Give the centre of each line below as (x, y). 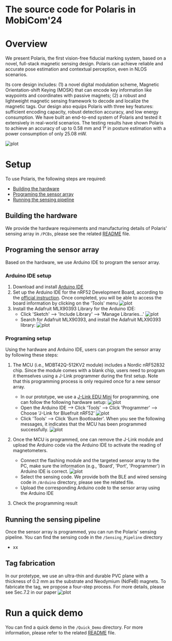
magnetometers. (30, 451)
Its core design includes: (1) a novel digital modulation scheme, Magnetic (82, 85)
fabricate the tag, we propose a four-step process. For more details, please (85, 586)
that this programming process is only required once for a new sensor (87, 381)
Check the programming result (45, 503)
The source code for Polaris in (71, 10)
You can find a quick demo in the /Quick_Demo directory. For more (74, 627)
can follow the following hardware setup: (63, 402)
